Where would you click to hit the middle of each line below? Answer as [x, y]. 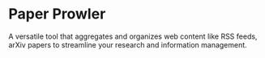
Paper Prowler [57, 14]
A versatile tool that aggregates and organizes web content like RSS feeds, [133, 36]
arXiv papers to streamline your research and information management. [128, 44]
